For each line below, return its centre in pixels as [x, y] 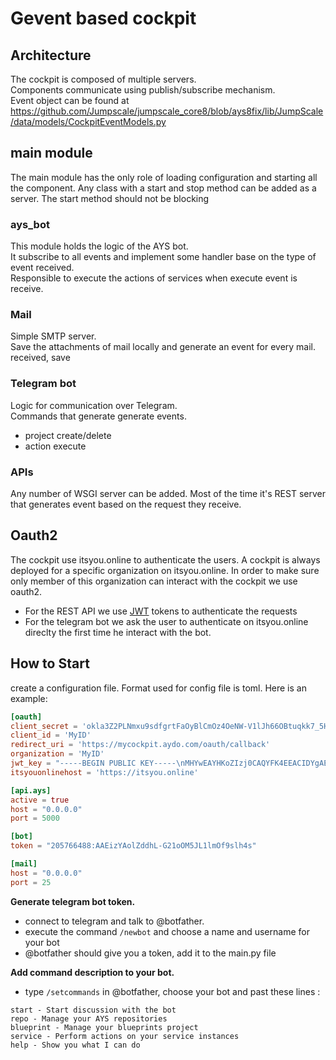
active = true [40, 800]
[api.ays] [31, 790]
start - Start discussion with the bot [93, 1010]
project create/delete [68, 435]
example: [29, 698]
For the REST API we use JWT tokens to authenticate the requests [161, 611]
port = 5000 [35, 818]
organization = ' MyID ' [57, 754]
